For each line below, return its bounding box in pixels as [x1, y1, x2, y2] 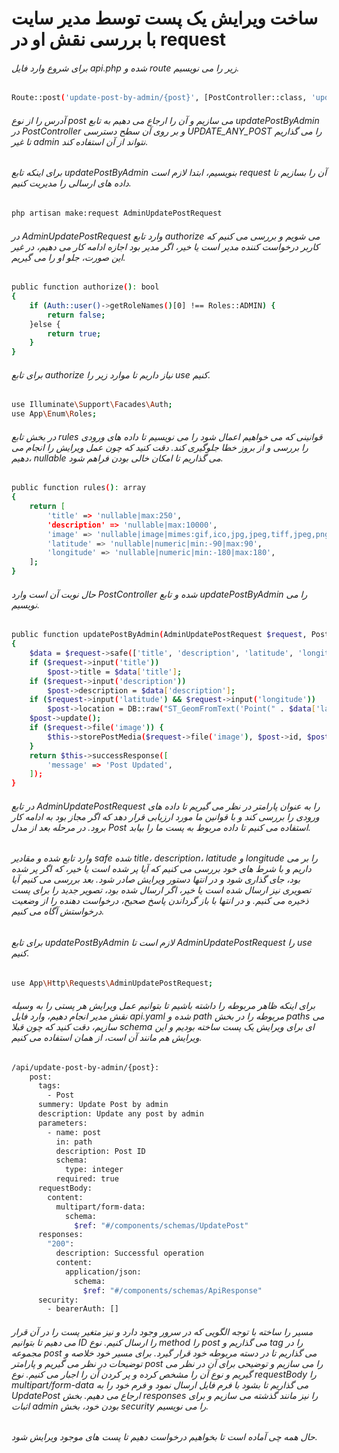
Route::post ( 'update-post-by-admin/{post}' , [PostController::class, [11, 93, 308, 103]
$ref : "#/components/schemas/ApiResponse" [82, 1285, 263, 1296]
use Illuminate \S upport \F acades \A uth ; [11, 400, 173, 410]
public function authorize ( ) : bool [11, 282, 160, 292]
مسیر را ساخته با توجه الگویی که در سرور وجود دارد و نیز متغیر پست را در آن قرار [11, 1325, 314, 1337]
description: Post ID [55, 1146, 146, 1156]
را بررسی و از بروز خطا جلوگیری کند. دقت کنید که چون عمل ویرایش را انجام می [11, 441, 309, 453]
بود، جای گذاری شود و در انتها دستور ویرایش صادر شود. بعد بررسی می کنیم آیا [11, 873, 301, 886]
